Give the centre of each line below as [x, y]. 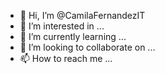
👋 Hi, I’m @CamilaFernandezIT [82, 15]
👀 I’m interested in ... [62, 26]
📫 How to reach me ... [66, 58]
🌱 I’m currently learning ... [73, 36]
